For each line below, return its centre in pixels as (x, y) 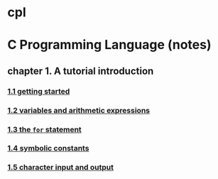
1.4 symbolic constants (48, 148)
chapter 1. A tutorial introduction (81, 71)
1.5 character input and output (60, 168)
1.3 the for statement (44, 129)
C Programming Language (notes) (109, 45)
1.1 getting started (39, 91)
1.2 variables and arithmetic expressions (79, 110)
